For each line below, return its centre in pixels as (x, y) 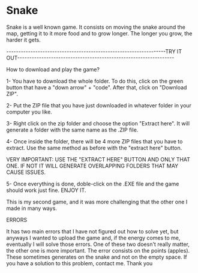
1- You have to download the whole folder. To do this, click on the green (95, 81)
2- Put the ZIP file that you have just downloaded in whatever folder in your (99, 105)
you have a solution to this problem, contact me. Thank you (79, 263)
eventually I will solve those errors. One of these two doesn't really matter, (98, 244)
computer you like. (29, 112)
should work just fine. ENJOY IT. (46, 190)
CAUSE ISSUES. (26, 172)
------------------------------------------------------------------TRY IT (94, 51)
